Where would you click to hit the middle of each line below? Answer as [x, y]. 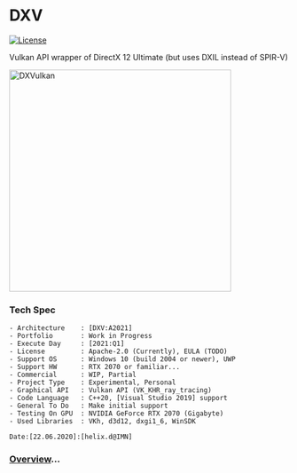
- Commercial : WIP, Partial [73, 375]
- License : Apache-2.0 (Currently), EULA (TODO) [118, 351]
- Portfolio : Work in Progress [81, 336]
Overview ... [35, 460]
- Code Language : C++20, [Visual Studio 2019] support [118, 398]
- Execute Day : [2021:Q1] [67, 344]
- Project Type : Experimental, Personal [93, 382]
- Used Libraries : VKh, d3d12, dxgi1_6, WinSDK [103, 422]
